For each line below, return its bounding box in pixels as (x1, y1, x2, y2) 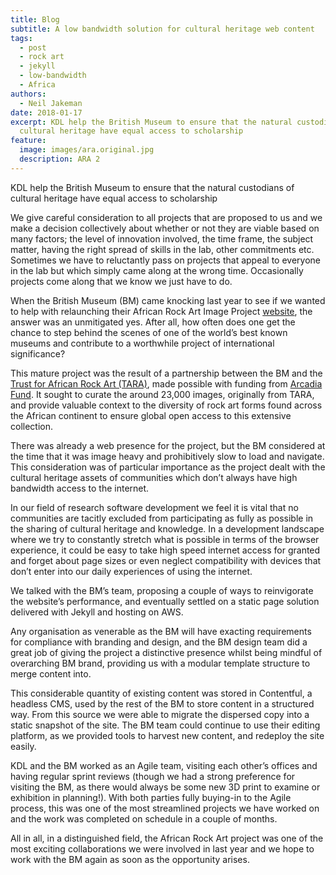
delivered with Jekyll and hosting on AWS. (10, 606, 184, 618)
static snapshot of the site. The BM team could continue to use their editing (10, 719, 321, 731)
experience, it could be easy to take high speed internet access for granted (10, 544, 321, 556)
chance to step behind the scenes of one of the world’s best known (10, 326, 288, 338)
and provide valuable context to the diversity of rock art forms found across (10, 399, 323, 411)
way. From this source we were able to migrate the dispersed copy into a (10, 708, 310, 720)
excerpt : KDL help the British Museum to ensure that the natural (10, 117, 293, 127)
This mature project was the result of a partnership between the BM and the (10, 367, 323, 379)
